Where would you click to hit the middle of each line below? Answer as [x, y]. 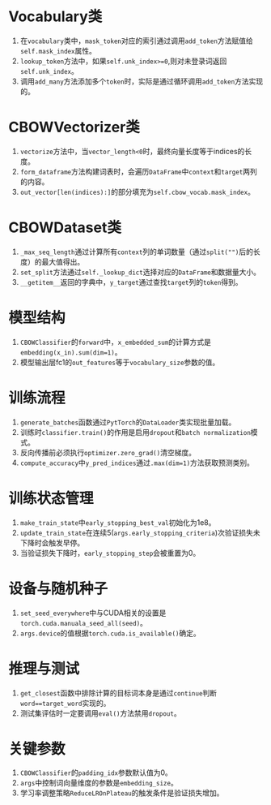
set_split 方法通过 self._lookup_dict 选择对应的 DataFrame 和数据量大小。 [140, 272]
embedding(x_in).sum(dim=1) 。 [71, 352]
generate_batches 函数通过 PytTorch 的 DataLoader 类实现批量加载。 [128, 422]
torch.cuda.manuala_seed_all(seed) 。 [84, 622]
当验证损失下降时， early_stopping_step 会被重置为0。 [110, 553]
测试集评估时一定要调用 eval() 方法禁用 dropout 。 [100, 713]
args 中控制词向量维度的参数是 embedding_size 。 [99, 783]
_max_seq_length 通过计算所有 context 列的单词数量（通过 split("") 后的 [136, 252]
